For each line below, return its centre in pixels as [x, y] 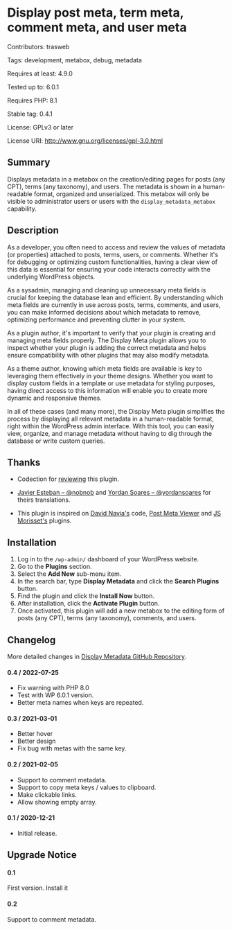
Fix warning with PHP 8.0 [53, 688]
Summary [29, 163]
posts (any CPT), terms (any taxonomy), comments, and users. [107, 618]
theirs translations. [44, 500]
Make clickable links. [47, 794]
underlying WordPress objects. [51, 277]
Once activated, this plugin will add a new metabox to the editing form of [121, 611]
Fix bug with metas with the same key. [72, 748]
